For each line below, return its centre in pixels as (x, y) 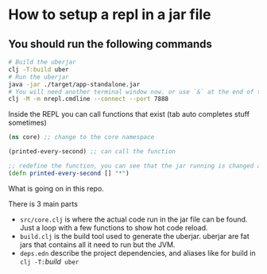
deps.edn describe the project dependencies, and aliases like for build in (137, 253)
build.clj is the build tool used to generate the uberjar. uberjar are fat (134, 236)
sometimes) (28, 123)
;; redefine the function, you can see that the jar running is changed (131, 166)
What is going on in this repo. (56, 188)
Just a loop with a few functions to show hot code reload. (114, 227)
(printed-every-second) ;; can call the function (92, 152)
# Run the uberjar (39, 77)
